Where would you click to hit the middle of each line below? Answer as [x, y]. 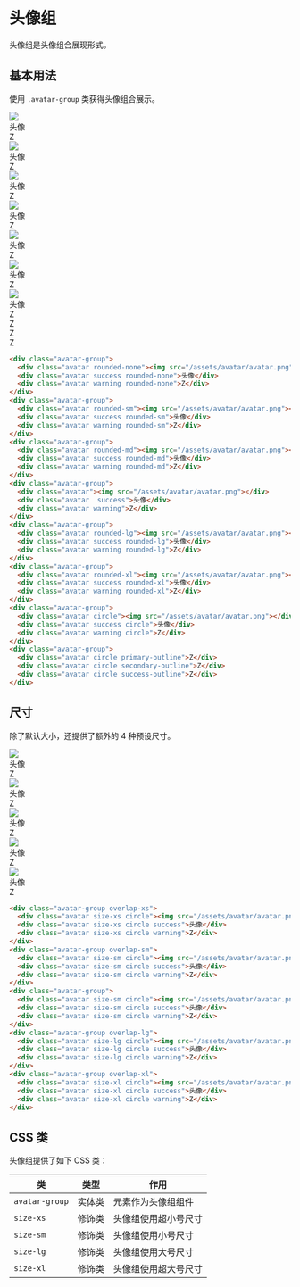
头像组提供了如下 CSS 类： [59, 1160]
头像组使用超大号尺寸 [158, 1269]
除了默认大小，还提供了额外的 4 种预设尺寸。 [92, 735]
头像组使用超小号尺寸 [158, 1219]
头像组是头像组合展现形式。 [60, 45]
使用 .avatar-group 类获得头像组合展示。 [84, 98]
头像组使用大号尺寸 [154, 1252]
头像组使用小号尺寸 [154, 1235]
